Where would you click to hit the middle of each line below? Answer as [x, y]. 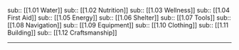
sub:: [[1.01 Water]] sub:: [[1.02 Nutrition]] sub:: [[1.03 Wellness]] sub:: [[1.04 [118, 10]
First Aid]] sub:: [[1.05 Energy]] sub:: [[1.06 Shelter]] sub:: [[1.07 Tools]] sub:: [119, 18]
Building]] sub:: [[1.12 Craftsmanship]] [62, 32]
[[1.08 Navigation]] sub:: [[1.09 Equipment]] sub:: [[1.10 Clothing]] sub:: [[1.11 [118, 25]
